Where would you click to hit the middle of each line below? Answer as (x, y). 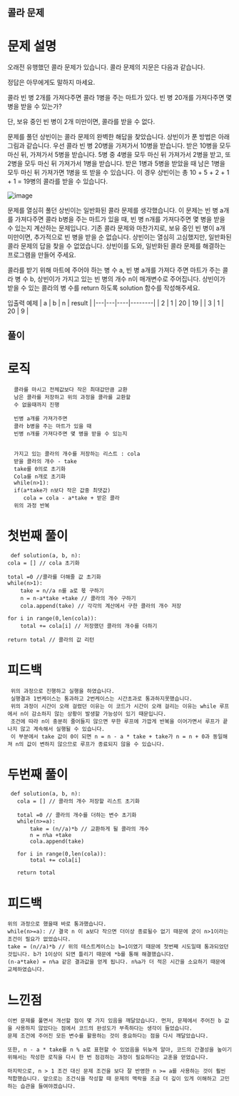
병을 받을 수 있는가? (35, 106)
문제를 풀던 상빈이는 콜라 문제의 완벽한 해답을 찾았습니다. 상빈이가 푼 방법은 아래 (119, 137)
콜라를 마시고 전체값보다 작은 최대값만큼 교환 (71, 390)
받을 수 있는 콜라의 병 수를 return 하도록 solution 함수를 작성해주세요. (104, 288)
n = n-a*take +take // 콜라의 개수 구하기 (78, 598)
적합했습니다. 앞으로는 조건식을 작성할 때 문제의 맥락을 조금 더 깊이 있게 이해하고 (112, 1079)
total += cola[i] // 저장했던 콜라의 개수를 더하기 (89, 626)
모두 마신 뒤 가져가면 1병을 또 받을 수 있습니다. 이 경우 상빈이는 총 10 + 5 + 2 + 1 (118, 173)
